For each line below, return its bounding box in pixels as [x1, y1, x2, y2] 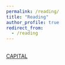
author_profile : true [6, 19, 60, 25]
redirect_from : [6, 25, 44, 31]
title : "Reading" [6, 14, 49, 20]
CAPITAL [6, 53, 28, 60]
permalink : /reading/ [6, 8, 60, 15]
